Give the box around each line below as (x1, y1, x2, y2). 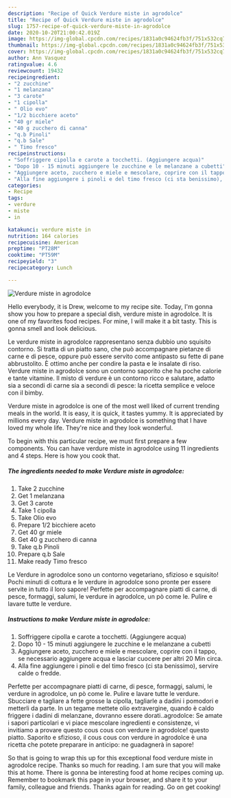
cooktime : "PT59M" (8, 251, 60, 259)
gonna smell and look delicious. (8, 324, 97, 332)
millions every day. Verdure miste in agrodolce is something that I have (8, 416, 208, 425)
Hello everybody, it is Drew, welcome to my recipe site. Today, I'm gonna (8, 302, 213, 310)
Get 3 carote (17, 499, 53, 507)
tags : (8, 195, 23, 202)
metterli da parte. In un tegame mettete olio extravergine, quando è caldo (8, 703, 215, 712)
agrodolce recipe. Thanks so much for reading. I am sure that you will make (8, 761, 221, 769)
